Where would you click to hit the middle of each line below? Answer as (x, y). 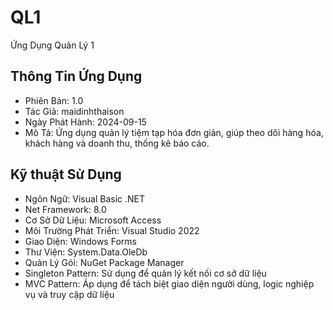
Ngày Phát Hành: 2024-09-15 (85, 122)
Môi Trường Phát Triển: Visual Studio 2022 (112, 230)
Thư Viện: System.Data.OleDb (86, 252)
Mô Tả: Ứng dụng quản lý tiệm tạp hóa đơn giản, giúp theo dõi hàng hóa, (174, 132)
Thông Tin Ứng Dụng (76, 76)
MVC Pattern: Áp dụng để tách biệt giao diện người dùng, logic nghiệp (169, 283)
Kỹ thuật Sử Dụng (66, 174)
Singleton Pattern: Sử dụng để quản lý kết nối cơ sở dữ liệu (145, 273)
